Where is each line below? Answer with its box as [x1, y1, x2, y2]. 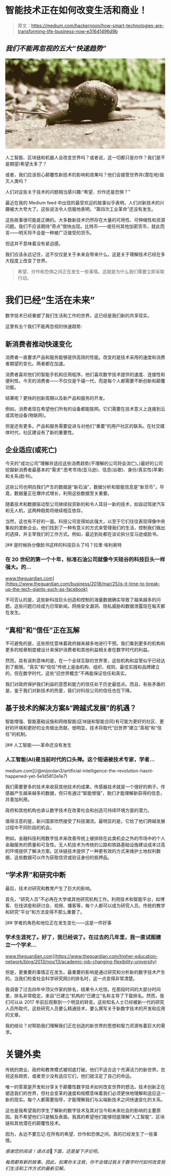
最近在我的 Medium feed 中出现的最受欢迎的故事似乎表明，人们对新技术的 [5, 200, 160, 206]
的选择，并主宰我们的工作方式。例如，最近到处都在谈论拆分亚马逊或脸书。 [5, 531, 161, 537]
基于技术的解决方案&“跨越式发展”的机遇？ [5, 704, 136, 713]
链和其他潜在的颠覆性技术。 [5, 1120, 63, 1127]
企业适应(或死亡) [5, 446, 57, 454]
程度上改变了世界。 [9, 258, 50, 264]
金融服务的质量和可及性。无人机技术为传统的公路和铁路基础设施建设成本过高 [5, 842, 165, 848]
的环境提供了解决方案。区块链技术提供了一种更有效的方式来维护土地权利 [5, 848, 156, 854]
